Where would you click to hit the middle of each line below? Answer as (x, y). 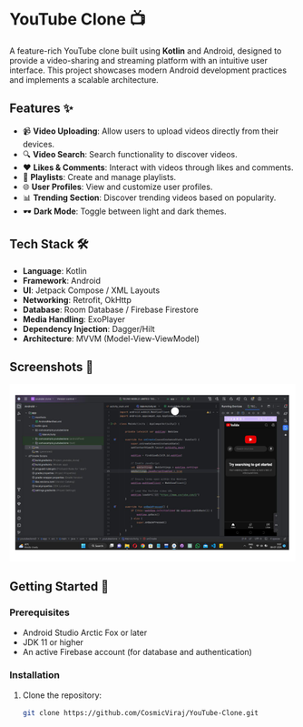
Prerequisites (39, 612)
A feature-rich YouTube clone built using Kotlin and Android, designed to (146, 50)
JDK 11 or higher (53, 642)
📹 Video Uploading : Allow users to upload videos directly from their (151, 131)
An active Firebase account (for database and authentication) (137, 651)
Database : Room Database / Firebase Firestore (111, 309)
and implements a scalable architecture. (84, 79)
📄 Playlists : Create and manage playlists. (99, 177)
